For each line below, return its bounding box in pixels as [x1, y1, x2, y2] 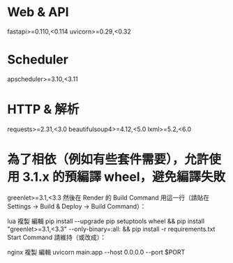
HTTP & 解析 [7, 102, 80, 117]
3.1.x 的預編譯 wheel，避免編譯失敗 [22, 169, 226, 185]
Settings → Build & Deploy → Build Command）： [7, 202, 146, 210]
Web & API [7, 4, 69, 20]
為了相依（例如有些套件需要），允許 [7, 151, 209, 167]
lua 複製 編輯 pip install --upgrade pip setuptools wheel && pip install [7, 217, 204, 225]
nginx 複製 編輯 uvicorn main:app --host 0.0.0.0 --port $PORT [7, 248, 186, 256]
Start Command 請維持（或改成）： [7, 233, 107, 241]
